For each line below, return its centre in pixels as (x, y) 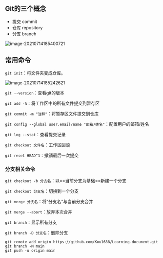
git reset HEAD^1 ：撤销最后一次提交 (42, 155)
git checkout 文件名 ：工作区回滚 (38, 145)
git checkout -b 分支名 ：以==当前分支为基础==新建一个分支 (66, 181)
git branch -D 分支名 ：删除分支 (37, 233)
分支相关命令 (20, 169)
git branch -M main (25, 246)
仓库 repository (27, 27)
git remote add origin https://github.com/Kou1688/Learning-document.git (82, 242)
